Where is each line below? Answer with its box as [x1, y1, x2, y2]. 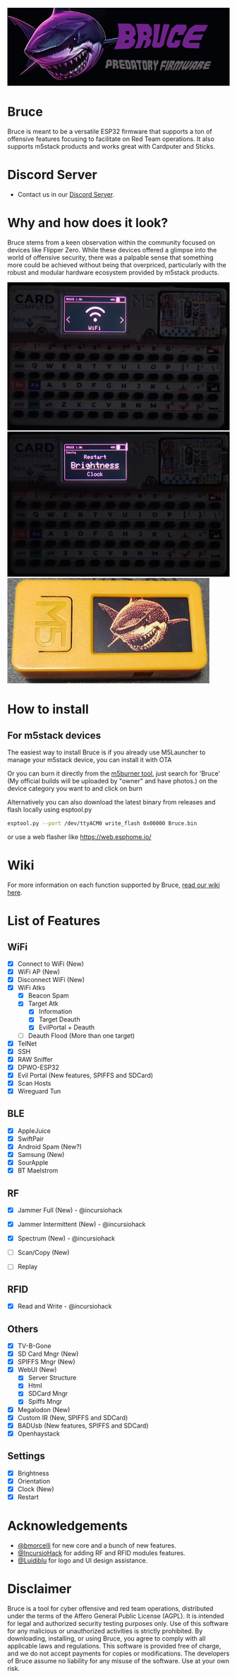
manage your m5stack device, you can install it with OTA [7, 756, 172, 764]
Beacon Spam [28, 991, 69, 1000]
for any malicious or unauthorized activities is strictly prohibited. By [7, 1627, 203, 1635]
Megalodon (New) [17, 1405, 71, 1414]
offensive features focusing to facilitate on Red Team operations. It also [7, 135, 215, 143]
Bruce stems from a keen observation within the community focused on [7, 238, 216, 247]
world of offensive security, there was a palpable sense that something [7, 253, 214, 262]
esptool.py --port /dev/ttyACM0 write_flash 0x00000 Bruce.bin [7, 820, 197, 827]
